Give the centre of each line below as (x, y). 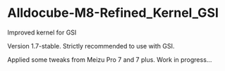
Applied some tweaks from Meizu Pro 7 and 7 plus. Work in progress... (110, 59)
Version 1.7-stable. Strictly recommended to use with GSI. (91, 46)
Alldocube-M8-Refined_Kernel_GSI (113, 13)
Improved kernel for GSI (42, 32)
